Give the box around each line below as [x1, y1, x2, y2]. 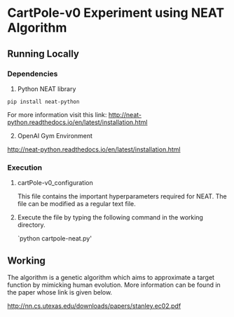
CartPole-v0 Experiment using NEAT [7, 5, 225, 21]
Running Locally [7, 48, 79, 60]
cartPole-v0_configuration [17, 179, 93, 187]
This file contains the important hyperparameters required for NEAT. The [17, 192, 227, 201]
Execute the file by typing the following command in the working [17, 213, 203, 222]
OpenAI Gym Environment [17, 131, 93, 140]
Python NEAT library [17, 84, 76, 93]
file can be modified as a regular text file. [17, 200, 136, 208]
